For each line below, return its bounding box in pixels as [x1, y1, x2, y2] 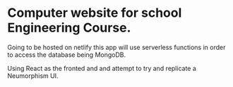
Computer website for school [7, 5, 182, 21]
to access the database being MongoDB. [7, 51, 126, 59]
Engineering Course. [7, 20, 131, 36]
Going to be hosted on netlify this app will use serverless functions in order [7, 43, 226, 51]
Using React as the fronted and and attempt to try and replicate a [7, 64, 196, 72]
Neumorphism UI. [7, 72, 59, 80]
